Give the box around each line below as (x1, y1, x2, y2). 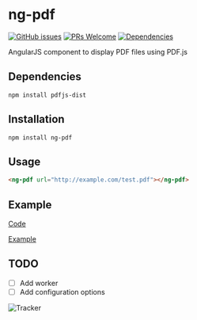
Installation (8, 112, 65, 126)
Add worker (19, 278, 59, 288)
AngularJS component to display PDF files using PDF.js (8, 47, 188, 56)
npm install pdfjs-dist (8, 91, 87, 99)
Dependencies (8, 70, 81, 84)
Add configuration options (19, 287, 105, 296)
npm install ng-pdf (8, 133, 73, 142)
